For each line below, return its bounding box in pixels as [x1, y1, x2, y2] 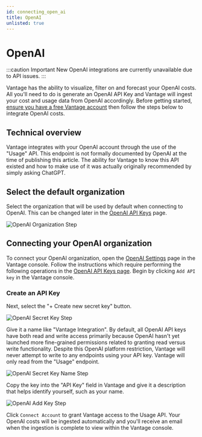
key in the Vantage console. [6, 273, 75, 281]
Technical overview [6, 128, 81, 138]
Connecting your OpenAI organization [6, 238, 153, 248]
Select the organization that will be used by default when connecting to [6, 202, 183, 210]
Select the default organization [6, 187, 125, 197]
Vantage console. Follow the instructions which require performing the [6, 261, 181, 268]
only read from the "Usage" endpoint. [6, 358, 99, 366]
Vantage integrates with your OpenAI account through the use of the [6, 143, 177, 151]
